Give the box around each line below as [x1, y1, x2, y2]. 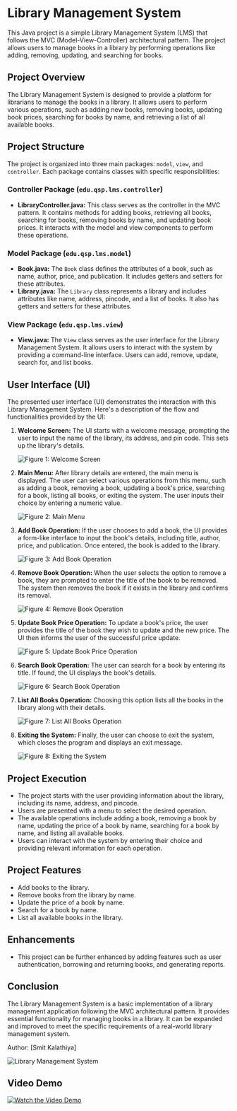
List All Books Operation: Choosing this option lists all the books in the [17, 696, 224, 704]
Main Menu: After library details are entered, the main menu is [17, 469, 199, 477]
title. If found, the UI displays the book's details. [17, 668, 157, 677]
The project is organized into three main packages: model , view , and [7, 159, 203, 168]
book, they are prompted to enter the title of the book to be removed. [17, 576, 219, 585]
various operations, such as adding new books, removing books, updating [7, 105, 223, 114]
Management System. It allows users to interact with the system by [17, 343, 213, 351]
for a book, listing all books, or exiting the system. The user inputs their [17, 491, 224, 500]
